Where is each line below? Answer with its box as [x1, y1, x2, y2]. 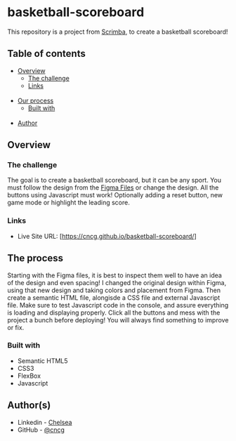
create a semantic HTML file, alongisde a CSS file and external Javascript [7, 293, 220, 302]
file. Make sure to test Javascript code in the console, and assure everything [7, 301, 229, 309]
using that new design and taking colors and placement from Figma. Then [7, 286, 221, 294]
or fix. [7, 323, 25, 331]
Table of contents [7, 48, 86, 60]
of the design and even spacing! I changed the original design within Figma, [7, 278, 227, 287]
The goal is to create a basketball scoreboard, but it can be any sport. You [7, 176, 222, 185]
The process [7, 252, 64, 264]
